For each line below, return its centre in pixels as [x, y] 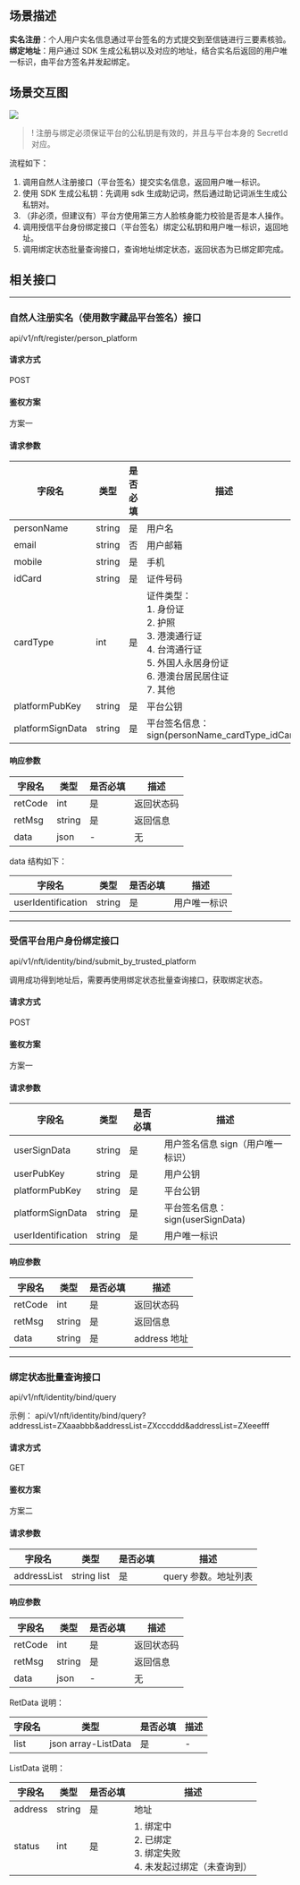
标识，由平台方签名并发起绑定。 [75, 62]
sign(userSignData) [204, 1220]
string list [90, 1575]
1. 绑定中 [153, 1826]
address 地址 [161, 1338]
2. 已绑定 [153, 1839]
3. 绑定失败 [157, 1853]
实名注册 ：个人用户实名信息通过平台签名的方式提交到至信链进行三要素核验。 [150, 39]
